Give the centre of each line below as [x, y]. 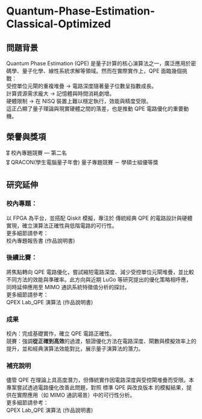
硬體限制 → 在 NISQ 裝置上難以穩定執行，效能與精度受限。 [79, 101]
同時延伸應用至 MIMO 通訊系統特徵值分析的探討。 [68, 287]
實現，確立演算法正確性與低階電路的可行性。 [62, 225]
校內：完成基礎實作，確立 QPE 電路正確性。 [61, 334]
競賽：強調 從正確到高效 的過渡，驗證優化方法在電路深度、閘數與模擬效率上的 [101, 341]
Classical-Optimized [59, 24]
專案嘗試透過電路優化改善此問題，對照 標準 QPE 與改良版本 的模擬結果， [96, 388]
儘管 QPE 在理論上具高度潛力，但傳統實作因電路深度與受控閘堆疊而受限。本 [100, 380]
